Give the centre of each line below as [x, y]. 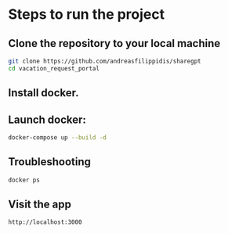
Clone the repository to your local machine [114, 43]
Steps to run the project [87, 14]
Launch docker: [47, 119]
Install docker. [44, 93]
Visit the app [40, 204]
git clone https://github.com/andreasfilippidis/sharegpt [105, 61]
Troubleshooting [50, 162]
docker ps [24, 180]
